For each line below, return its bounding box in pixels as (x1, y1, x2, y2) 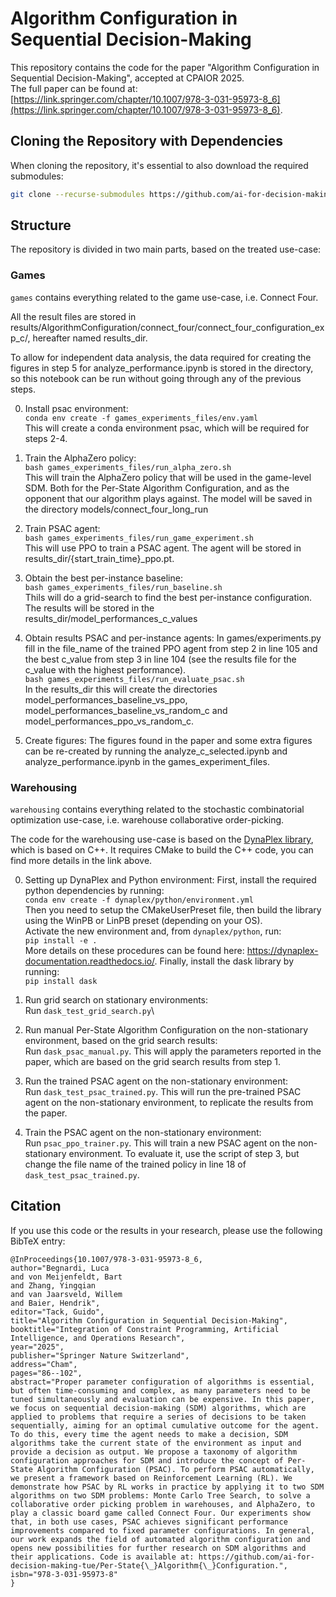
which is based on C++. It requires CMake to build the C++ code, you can (10, 844, 314, 856)
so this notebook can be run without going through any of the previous (10, 372, 302, 384)
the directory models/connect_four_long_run (24, 503, 209, 515)
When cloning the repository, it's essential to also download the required (10, 159, 309, 171)
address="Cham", (10, 1359, 78, 1369)
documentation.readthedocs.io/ (24, 955, 155, 967)
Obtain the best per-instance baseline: (24, 572, 183, 584)
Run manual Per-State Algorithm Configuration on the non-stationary (24, 1024, 308, 1036)
